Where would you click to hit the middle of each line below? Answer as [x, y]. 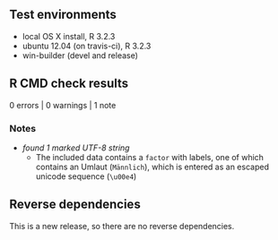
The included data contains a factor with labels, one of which [150, 157]
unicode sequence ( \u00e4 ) [86, 176]
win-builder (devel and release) [80, 55]
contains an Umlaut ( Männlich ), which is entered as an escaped [152, 167]
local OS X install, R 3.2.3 [69, 36]
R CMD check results [69, 84]
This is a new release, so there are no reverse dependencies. [122, 226]
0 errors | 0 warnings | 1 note [63, 105]
